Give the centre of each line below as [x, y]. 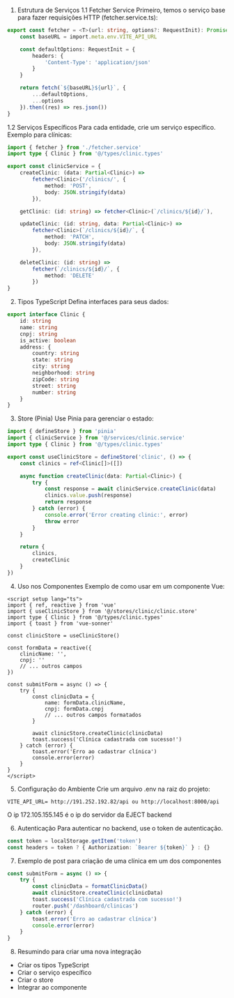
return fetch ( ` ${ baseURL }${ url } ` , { [73, 88]
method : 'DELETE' [70, 275]
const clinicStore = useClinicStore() [63, 635]
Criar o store [35, 980]
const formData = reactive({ [49, 648]
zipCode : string [56, 379]
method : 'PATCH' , [70, 237]
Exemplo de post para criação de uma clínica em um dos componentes [119, 861]
